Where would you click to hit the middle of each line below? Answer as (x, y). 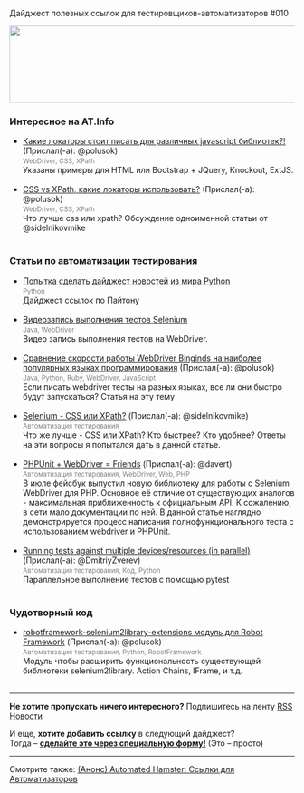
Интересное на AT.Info (62, 121)
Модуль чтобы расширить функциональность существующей (141, 661)
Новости (26, 716)
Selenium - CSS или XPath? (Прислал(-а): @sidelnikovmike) (135, 415)
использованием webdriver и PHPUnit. (96, 531)
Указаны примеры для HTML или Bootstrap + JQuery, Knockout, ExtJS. (158, 170)
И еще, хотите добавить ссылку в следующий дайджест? (122, 733)
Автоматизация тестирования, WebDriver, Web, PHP (106, 474)
